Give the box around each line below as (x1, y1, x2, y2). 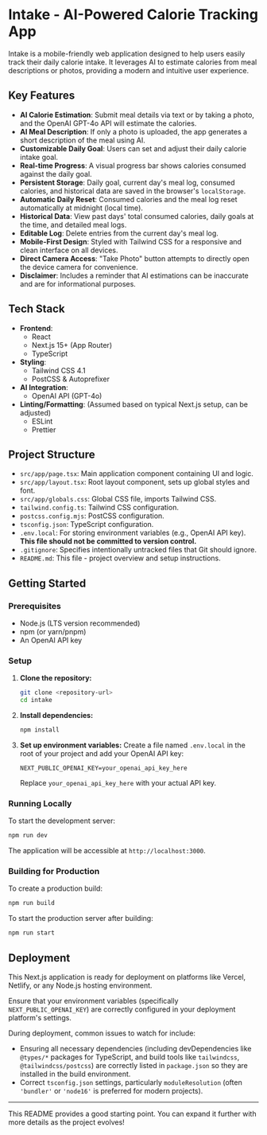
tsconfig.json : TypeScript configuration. (19, 520, 154, 529)
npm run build (8, 899, 56, 907)
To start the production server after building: (8, 914, 153, 923)
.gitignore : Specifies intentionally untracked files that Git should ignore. (19, 545, 257, 555)
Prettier (31, 424, 56, 435)
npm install (19, 726, 60, 734)
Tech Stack (8, 302, 65, 316)
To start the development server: (8, 816, 116, 825)
